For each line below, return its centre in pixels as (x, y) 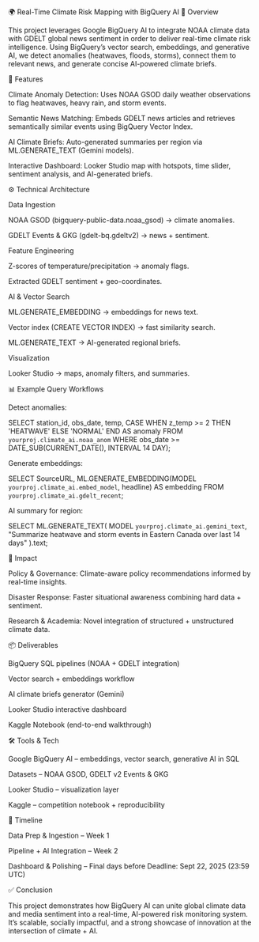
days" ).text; (28, 543)
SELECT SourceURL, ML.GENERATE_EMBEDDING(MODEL (103, 479)
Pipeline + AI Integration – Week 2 (63, 851)
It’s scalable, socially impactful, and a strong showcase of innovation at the (130, 922)
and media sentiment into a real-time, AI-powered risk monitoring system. (128, 914)
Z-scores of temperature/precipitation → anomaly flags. (99, 266)
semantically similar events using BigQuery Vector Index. (101, 127)
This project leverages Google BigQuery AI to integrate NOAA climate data (129, 30)
